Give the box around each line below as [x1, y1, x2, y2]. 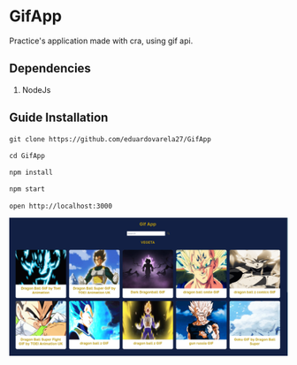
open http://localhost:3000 [9, 202, 113, 210]
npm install [9, 168, 53, 177]
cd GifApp [9, 151, 46, 160]
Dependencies [9, 61, 91, 76]
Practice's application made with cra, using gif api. [9, 35, 194, 46]
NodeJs [21, 84, 51, 95]
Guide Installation [9, 110, 109, 125]
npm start [9, 184, 46, 194]
